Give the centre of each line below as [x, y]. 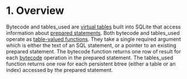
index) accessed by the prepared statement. [59, 70]
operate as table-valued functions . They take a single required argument [93, 39]
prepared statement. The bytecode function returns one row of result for [93, 51]
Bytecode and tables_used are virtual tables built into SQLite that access [93, 27]
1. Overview [35, 11]
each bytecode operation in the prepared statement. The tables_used [90, 58]
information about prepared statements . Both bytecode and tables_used [93, 33]
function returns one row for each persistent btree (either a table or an [91, 64]
